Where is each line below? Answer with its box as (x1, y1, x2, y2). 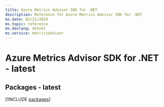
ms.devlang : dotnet (5, 26, 46, 31)
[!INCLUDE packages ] (5, 96, 51, 102)
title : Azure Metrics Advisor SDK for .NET (5, 7, 98, 13)
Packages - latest (5, 83, 61, 91)
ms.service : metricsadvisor (5, 31, 64, 36)
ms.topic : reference (5, 21, 49, 27)
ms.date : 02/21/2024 (5, 17, 49, 22)
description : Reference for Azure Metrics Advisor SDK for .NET (5, 12, 142, 17)
